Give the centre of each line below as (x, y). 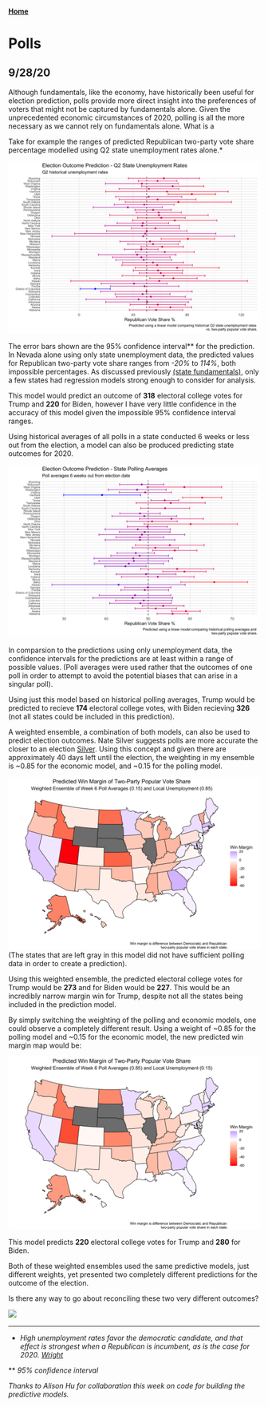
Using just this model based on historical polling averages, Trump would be (132, 700)
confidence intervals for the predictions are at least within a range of (121, 658)
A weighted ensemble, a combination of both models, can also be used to (129, 731)
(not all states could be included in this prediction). (92, 716)
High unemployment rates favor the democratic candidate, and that (131, 1338)
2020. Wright (41, 1354)
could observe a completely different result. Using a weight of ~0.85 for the (132, 1028)
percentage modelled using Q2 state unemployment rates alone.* (116, 150)
